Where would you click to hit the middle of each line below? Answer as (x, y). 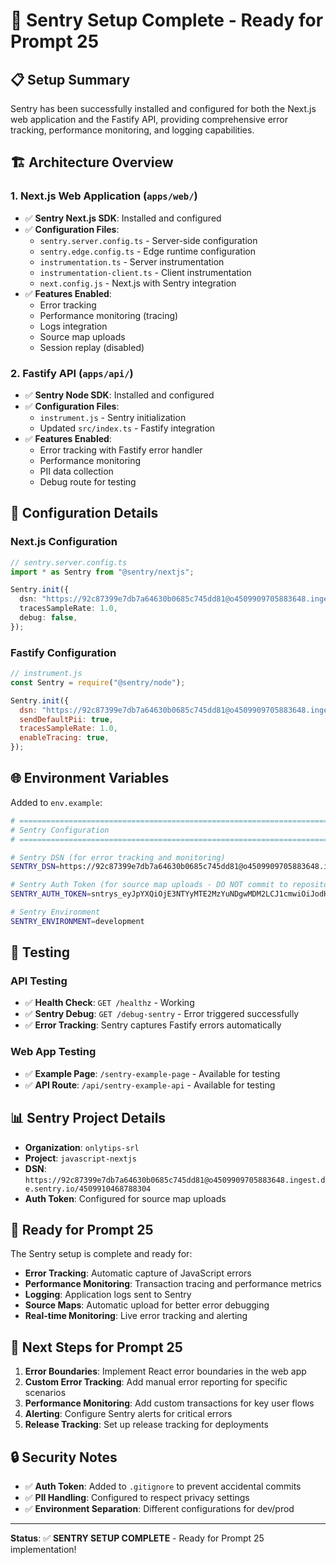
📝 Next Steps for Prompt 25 (96, 1347)
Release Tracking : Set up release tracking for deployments (146, 1425)
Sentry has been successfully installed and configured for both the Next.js (163, 108)
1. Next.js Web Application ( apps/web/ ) (104, 196)
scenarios (45, 1393)
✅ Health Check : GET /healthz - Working (109, 1003)
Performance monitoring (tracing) (109, 315)
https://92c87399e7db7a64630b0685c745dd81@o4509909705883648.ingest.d (175, 1180)
